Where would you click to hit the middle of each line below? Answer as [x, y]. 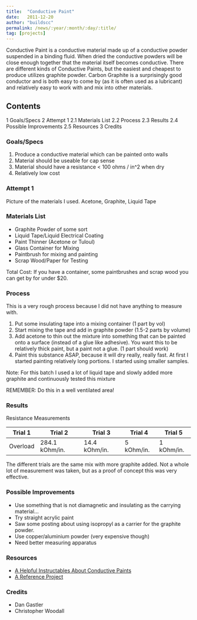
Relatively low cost [37, 173]
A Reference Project [39, 577]
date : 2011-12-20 [30, 17]
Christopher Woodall [39, 611]
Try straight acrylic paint [44, 517]
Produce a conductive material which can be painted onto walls [91, 155]
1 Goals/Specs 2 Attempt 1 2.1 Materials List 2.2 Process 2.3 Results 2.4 [92, 120]
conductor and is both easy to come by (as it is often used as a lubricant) [94, 81]
